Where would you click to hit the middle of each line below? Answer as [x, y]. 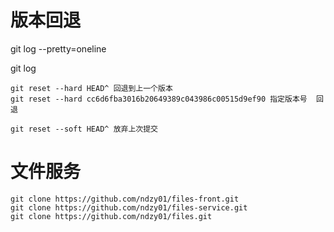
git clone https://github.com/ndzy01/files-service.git [129, 207]
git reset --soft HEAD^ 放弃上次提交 [84, 129]
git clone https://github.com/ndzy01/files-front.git [125, 199]
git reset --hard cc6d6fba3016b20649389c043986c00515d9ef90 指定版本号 [159, 99]
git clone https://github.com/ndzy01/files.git [111, 216]
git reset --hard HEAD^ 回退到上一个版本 [91, 88]
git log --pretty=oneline [58, 48]
